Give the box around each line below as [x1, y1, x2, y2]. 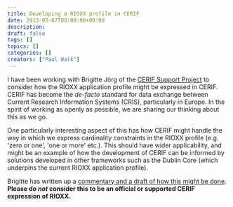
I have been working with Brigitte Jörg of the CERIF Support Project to [7, 75, 210, 84]
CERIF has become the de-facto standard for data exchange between [7, 90, 208, 98]
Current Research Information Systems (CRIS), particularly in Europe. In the [7, 98, 225, 106]
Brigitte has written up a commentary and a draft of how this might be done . [7, 177, 227, 185]
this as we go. [7, 112, 48, 121]
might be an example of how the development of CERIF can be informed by [7, 148, 225, 156]
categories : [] [7, 50, 52, 57]
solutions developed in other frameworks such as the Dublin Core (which [7, 156, 218, 164]
